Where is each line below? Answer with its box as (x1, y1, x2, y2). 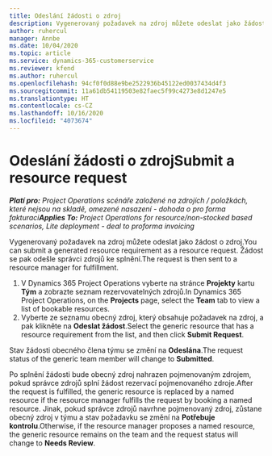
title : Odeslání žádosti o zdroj (9, 11, 122, 20)
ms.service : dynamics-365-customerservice (9, 57, 154, 65)
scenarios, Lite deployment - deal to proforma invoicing (9, 221, 195, 231)
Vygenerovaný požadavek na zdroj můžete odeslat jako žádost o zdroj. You (9, 236, 257, 246)
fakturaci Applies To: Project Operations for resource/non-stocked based (9, 212, 253, 222)
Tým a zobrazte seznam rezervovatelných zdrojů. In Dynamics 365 (20, 287, 241, 296)
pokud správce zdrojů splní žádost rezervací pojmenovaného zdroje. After (9, 378, 253, 387)
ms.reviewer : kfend (9, 65, 75, 73)
